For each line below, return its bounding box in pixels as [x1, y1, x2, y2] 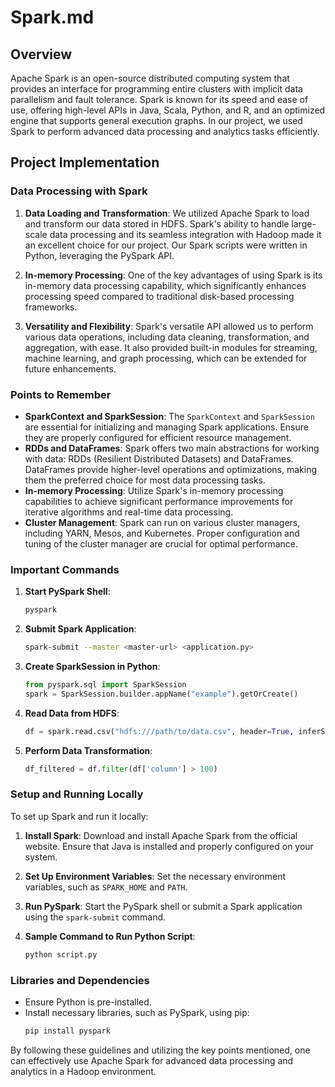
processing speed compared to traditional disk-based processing [24, 290, 295, 302]
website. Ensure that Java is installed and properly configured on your [24, 840, 314, 852]
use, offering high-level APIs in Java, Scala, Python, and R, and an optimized [10, 104, 326, 116]
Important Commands [10, 562, 120, 576]
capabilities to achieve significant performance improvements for [24, 495, 294, 507]
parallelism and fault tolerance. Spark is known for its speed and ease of [10, 94, 309, 105]
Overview [10, 46, 73, 63]
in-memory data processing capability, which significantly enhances [24, 279, 307, 291]
